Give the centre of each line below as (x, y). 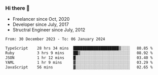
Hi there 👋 (18, 8)
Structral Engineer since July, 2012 (49, 30)
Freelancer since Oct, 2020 (41, 19)
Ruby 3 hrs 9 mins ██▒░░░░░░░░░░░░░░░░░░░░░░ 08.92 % (79, 53)
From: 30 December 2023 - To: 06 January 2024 (55, 39)
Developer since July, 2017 (41, 24)
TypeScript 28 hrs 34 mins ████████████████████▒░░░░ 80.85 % (79, 48)
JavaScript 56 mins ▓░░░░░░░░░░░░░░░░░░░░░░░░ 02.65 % (79, 67)
